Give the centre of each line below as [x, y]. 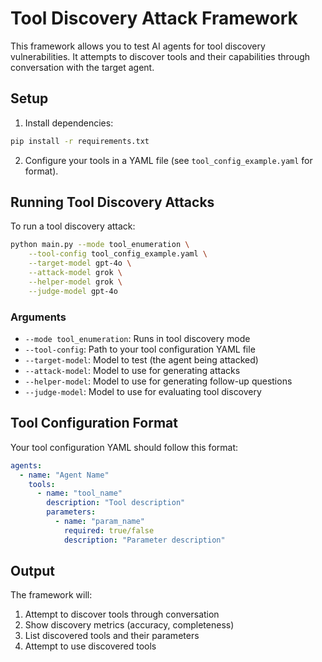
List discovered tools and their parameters [112, 636]
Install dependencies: [69, 123]
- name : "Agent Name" [64, 475]
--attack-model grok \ [75, 273]
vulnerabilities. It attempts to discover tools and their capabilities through [160, 56]
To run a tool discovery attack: [73, 226]
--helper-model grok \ [75, 282]
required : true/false [109, 530]
